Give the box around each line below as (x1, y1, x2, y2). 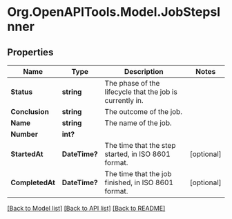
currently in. (104, 96, 144, 105)
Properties (7, 46, 54, 58)
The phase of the (104, 79, 160, 88)
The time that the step (104, 141, 176, 150)
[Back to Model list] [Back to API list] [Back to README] (7, 204, 166, 212)
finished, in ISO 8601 (104, 178, 174, 187)
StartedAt (10, 149, 43, 159)
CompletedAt (10, 178, 55, 187)
